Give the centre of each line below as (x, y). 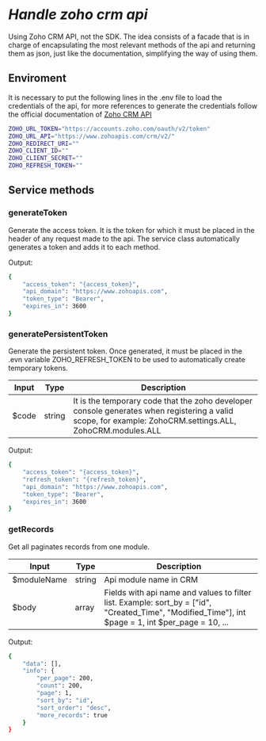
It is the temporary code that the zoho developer (163, 401)
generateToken (38, 213)
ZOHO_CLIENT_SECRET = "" (46, 159)
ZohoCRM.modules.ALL (117, 431)
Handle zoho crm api (78, 15)
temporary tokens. (38, 368)
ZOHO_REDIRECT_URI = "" (44, 143)
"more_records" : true (72, 715)
